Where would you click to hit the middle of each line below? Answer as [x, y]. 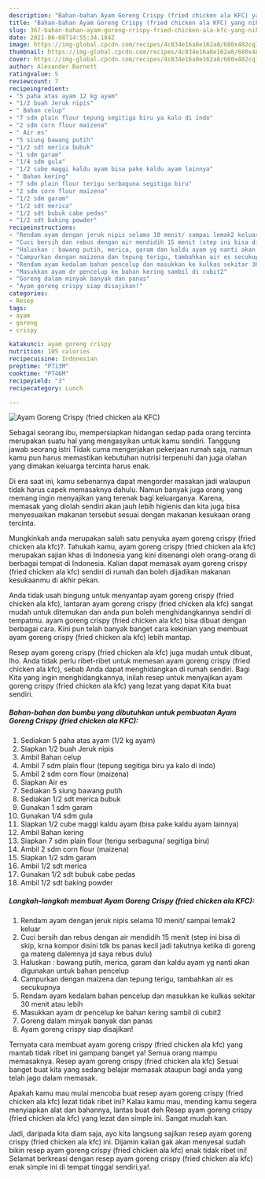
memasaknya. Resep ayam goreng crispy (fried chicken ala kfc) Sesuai [124, 1061]
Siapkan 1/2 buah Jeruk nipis [67, 749]
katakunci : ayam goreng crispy [60, 344]
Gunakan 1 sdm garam [57, 808]
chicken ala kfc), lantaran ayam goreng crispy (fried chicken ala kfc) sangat [131, 604]
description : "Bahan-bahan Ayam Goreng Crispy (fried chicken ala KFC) [129, 15]
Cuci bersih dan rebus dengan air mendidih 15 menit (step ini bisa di [130, 937]
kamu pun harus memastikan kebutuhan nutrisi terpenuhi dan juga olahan [128, 458]
